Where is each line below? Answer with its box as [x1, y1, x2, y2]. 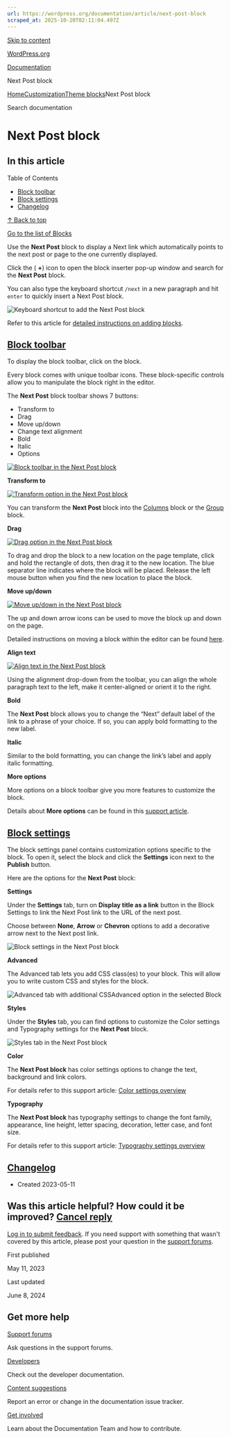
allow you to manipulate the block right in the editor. [7, 378, 155, 386]
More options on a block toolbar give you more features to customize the [7, 786, 216, 795]
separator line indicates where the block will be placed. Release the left [7, 566, 211, 575]
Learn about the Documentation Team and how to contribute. [7, 1424, 182, 1432]
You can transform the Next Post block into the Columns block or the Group [7, 503, 224, 512]
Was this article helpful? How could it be [7, 1201, 185, 1212]
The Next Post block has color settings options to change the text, [7, 1065, 198, 1074]
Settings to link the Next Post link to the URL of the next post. [7, 908, 182, 916]
